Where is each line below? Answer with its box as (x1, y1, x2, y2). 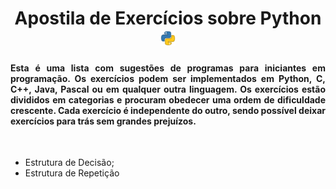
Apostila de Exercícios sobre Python (14, 7, 322, 30)
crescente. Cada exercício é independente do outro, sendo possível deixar (10, 104, 326, 116)
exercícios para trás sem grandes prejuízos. (10, 115, 197, 127)
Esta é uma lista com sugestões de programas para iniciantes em (10, 62, 326, 74)
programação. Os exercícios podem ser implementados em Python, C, (10, 72, 326, 84)
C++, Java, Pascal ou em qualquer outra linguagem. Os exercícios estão (10, 83, 326, 95)
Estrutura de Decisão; (24, 157, 115, 169)
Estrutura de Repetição (24, 167, 120, 179)
